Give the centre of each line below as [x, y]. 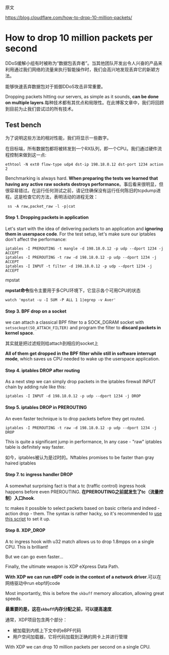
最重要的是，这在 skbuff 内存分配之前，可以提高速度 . [59, 609]
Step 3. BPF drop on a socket [36, 311]
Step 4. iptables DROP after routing [43, 370]
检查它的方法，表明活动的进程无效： [60, 197]
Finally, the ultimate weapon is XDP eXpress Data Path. [62, 566]
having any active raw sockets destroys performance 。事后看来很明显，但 [84, 184]
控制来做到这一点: [28, 155]
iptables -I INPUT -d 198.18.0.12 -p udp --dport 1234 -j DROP [73, 396]
